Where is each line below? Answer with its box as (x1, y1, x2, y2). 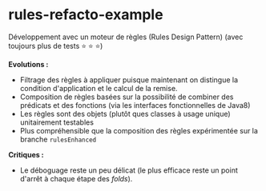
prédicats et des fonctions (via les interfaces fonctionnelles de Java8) (19, 100, 251, 109)
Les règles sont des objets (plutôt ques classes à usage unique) (19, 109, 231, 118)
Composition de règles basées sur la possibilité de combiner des (19, 92, 234, 101)
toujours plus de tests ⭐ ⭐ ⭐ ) (8, 41, 103, 50)
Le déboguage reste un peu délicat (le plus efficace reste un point (19, 165, 238, 175)
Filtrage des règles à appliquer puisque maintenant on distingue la (19, 74, 239, 85)
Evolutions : (8, 59, 49, 69)
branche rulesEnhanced (19, 134, 97, 144)
